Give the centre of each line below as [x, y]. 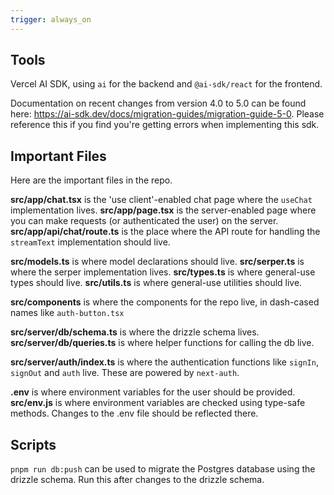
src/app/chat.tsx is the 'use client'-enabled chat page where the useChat [161, 200]
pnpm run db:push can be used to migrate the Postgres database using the [163, 469]
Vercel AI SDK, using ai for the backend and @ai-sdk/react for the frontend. [166, 84]
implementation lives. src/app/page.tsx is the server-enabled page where [163, 210]
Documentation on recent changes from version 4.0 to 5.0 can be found [158, 103]
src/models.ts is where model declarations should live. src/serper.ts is [157, 262]
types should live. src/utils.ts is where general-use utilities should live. [156, 283]
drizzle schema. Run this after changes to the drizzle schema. [137, 480]
